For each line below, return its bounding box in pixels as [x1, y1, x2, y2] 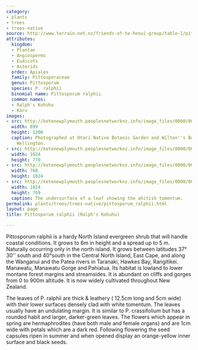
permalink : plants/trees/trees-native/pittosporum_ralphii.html [6, 201, 167, 207]
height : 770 [11, 157, 41, 163]
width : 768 [11, 168, 38, 174]
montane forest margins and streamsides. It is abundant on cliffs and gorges [6, 271, 192, 277]
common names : [11, 96, 46, 102]
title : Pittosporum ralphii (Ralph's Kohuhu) [6, 212, 120, 218]
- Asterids [11, 63, 38, 70]
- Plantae [11, 47, 35, 53]
